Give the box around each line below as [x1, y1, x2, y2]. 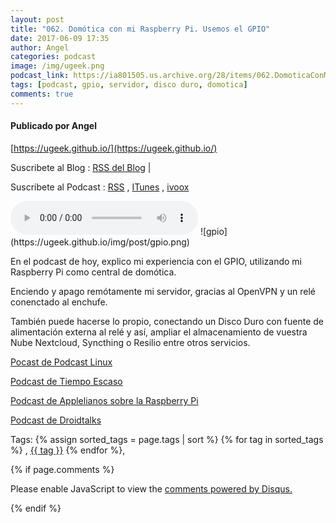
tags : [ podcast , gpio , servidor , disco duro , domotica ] [10, 80, 248, 90]
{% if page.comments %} [10, 463, 115, 475]
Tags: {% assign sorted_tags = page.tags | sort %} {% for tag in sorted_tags [10, 433, 324, 445]
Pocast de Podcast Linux [10, 356, 113, 368]
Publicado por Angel [10, 120, 98, 132]
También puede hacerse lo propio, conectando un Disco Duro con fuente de [10, 315, 325, 327]
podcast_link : [10, 71, 70, 81]
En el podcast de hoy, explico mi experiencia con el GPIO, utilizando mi [10, 255, 303, 267]
